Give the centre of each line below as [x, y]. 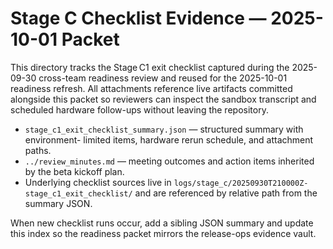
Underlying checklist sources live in [98, 182]
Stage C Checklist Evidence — [138, 18]
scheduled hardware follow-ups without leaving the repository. [139, 109]
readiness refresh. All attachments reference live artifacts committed [151, 88]
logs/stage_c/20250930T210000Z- [241, 183]
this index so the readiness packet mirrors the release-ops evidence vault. [163, 233]
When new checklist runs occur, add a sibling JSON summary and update [162, 223]
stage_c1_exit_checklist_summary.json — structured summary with [164, 129]
